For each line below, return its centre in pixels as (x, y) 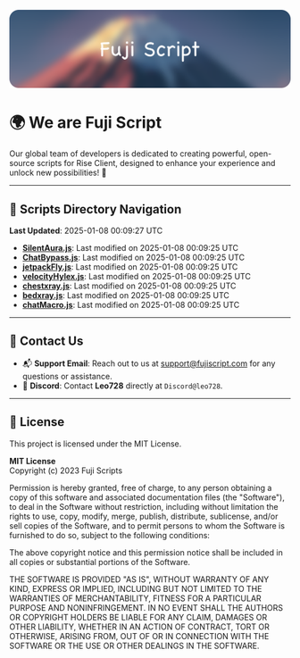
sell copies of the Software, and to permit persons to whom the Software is (147, 525)
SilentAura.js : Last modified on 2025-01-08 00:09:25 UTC (130, 248)
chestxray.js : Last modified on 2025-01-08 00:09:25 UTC (129, 286)
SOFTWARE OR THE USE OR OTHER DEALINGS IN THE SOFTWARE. (134, 646)
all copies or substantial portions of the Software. (100, 562)
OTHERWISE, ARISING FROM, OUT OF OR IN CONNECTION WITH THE (139, 636)
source (22, 163)
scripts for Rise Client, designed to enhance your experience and (156, 163)
